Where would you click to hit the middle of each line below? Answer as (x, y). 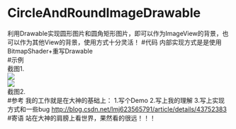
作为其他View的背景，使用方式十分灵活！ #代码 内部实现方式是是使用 (120, 42)
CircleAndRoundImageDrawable (104, 13)
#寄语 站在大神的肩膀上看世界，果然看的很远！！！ (82, 118)
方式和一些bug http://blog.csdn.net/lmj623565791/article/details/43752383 (117, 109)
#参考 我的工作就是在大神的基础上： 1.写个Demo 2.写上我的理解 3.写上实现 (116, 100)
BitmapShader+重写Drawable (50, 51)
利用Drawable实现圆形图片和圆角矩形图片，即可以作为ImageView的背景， (115, 33)
